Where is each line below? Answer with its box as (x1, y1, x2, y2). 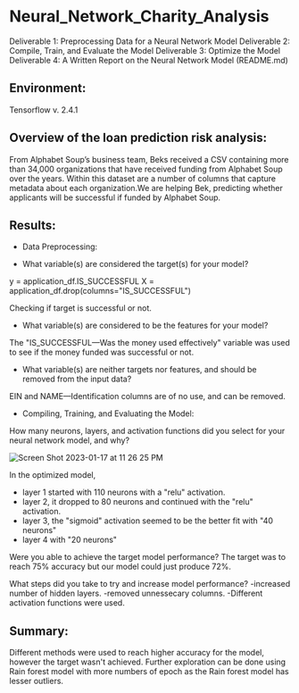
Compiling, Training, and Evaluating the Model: (21, 408, 195, 419)
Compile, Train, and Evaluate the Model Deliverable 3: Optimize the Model (9, 45, 281, 55)
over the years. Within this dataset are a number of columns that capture (9, 172, 277, 184)
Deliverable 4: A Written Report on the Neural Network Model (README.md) (9, 54, 288, 65)
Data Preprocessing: (21, 241, 98, 252)
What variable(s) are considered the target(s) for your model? (21, 259, 249, 270)
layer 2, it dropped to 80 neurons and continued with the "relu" (21, 497, 254, 507)
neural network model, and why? (9, 435, 130, 446)
